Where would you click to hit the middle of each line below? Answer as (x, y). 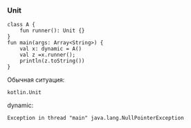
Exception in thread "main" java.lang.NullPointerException (96, 118)
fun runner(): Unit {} (52, 31)
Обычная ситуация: (36, 80)
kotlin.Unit (24, 93)
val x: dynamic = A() (51, 49)
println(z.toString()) (52, 61)
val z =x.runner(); (48, 55)
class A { (21, 25)
